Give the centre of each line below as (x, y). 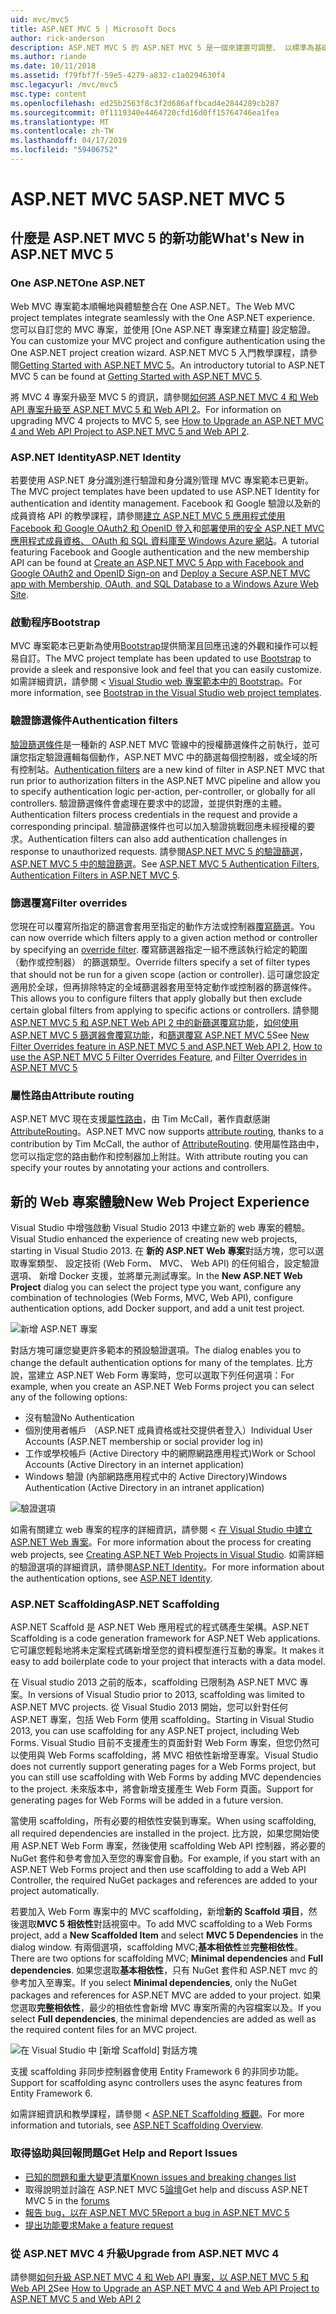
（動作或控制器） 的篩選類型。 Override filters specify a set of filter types (160, 962)
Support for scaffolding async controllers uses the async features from (156, 2083)
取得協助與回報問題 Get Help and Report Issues (124, 2153)
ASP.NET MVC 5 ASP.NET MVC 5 (148, 199)
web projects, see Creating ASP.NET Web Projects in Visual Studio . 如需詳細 (167, 1555)
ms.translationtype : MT (60, 122)
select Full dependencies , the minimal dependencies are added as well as (163, 2019)
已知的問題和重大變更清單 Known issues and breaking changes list (160, 2177)
